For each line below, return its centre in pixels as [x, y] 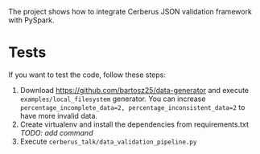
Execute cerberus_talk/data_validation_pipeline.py [108, 141]
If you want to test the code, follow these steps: [87, 75]
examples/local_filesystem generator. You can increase [113, 99]
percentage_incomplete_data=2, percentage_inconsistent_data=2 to [132, 107]
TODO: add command [56, 132]
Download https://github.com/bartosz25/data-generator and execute [134, 90]
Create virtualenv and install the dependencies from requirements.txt [134, 124]
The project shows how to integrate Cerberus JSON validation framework [130, 12]
